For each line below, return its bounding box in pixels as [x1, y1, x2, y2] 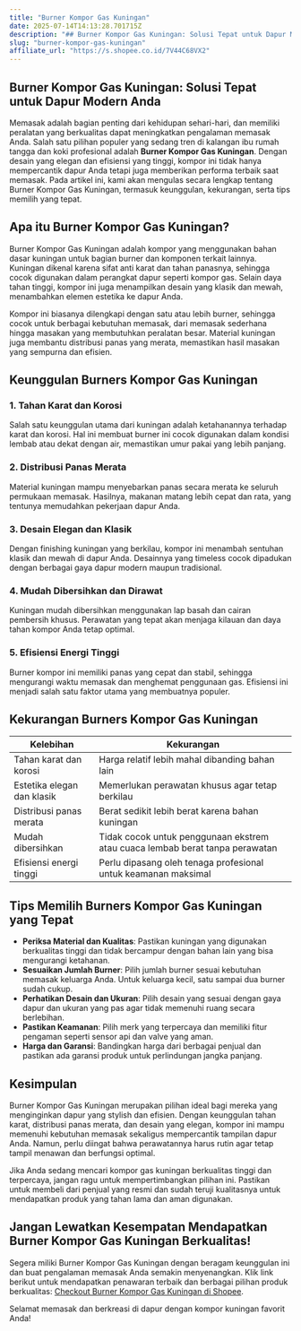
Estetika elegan [13, 779, 79, 791]
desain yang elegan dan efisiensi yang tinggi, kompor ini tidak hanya [9, 155, 262, 166]
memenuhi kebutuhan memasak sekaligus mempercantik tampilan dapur [9, 1128, 278, 1139]
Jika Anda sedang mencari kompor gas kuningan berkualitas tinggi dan [9, 1165, 272, 1176]
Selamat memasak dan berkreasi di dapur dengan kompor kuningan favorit [9, 1303, 285, 1314]
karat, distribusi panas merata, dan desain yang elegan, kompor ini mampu [9, 1119, 285, 1130]
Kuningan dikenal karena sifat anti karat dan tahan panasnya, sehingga [9, 262, 271, 273]
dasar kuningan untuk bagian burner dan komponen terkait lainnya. [9, 253, 257, 264]
